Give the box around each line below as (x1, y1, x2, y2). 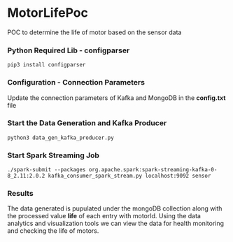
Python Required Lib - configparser (7, 45, 130, 55)
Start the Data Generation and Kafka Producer (7, 118, 167, 128)
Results (7, 189, 34, 199)
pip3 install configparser (7, 62, 86, 69)
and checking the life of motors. (7, 227, 99, 235)
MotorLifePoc (7, 5, 89, 21)
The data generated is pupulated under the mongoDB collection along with (7, 204, 223, 213)
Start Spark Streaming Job (7, 150, 100, 160)
